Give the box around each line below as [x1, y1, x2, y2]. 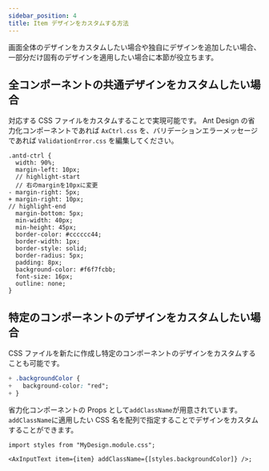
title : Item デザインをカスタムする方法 [8, 19, 130, 27]
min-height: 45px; [15, 224, 78, 232]
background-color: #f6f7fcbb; [15, 266, 116, 274]
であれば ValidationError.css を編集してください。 [8, 136, 179, 145]
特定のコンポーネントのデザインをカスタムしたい [8, 311, 251, 324]
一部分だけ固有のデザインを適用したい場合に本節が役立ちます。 [8, 52, 219, 62]
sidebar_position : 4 [8, 11, 78, 20]
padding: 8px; [15, 258, 62, 267]
